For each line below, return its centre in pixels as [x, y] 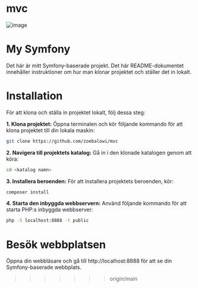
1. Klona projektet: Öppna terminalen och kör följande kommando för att [95, 124]
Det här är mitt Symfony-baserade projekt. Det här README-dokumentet [95, 65]
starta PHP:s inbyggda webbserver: [50, 209]
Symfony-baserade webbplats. [44, 267]
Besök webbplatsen [56, 244]
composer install [28, 192]
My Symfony [38, 49]
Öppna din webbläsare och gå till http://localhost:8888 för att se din [89, 261]
